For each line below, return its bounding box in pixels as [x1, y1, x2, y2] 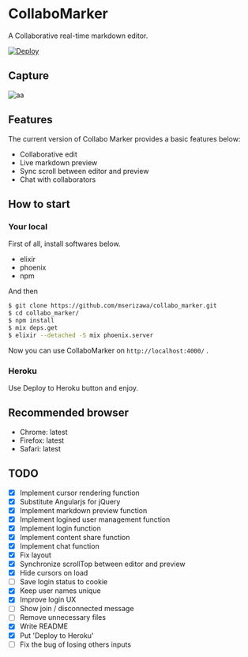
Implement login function [19, 523, 101, 533]
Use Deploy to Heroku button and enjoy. [8, 383, 139, 392]
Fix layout [19, 550, 51, 560]
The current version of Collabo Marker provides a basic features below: [8, 134, 241, 143]
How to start [8, 197, 70, 210]
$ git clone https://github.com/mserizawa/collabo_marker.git [8, 302, 217, 310]
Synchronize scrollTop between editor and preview [19, 559, 186, 569]
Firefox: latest [19, 436, 65, 445]
